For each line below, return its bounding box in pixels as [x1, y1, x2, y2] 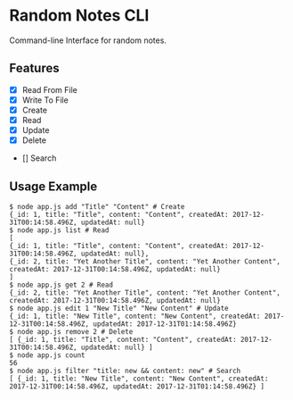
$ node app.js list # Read [9, 225, 110, 235]
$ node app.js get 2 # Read [9, 280, 114, 289]
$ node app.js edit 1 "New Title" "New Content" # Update [9, 304, 229, 312]
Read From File [21, 84, 77, 95]
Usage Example [9, 179, 98, 194]
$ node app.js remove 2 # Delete [9, 327, 134, 336]
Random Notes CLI [9, 5, 150, 26]
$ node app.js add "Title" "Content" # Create [9, 202, 185, 211]
